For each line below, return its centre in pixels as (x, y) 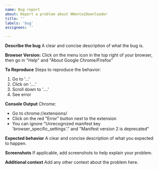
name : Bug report (23, 9)
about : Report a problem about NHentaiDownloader (56, 14)
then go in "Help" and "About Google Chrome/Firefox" (59, 60)
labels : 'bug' (19, 23)
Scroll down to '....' (31, 89)
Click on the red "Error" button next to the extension (64, 119)
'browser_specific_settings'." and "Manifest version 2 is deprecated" (80, 129)
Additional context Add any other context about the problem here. (72, 162)
